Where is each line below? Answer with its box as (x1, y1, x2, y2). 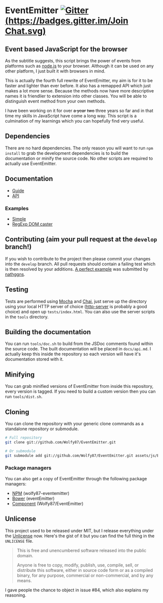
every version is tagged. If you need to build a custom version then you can (5, 388, 156, 394)
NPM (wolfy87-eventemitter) (12, 490, 69, 496)
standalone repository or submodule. (5, 426, 79, 432)
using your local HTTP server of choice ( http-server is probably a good (5, 303, 147, 309)
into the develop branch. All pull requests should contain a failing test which (5, 261, 156, 267)
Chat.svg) (5, 26, 46, 37)
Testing (5, 285, 29, 294)
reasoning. (5, 592, 27, 598)
